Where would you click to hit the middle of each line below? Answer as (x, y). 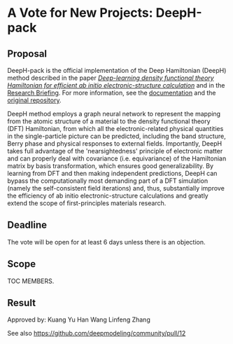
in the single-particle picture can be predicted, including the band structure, (116, 136)
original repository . (34, 100)
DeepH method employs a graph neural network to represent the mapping (114, 114)
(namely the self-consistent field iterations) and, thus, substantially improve (116, 188)
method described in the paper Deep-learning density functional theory (111, 78)
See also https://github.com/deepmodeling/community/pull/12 (97, 333)
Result (22, 303)
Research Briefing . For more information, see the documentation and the (112, 93)
